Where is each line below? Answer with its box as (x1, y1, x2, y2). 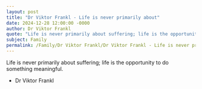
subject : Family (6, 37, 47, 43)
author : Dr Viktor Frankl (6, 25, 71, 32)
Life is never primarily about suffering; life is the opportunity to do (6, 58, 169, 66)
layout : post (6, 8, 39, 15)
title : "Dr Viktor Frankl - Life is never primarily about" (6, 14, 161, 20)
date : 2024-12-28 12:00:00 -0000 (6, 20, 90, 26)
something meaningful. (6, 65, 64, 72)
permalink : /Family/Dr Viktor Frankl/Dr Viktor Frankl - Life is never (6, 43, 189, 49)
